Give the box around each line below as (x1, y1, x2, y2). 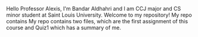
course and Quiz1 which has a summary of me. (6, 24, 121, 31)
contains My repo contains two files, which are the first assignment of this (6, 18, 188, 24)
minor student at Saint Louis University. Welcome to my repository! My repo (6, 11, 192, 18)
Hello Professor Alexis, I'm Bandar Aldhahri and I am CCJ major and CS (6, 5, 181, 12)
